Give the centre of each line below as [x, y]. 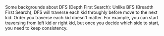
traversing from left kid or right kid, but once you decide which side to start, [82, 23]
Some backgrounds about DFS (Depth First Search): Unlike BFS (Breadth [79, 7]
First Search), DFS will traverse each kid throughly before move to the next [81, 12]
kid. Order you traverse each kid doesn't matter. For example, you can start [82, 18]
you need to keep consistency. [36, 28]
